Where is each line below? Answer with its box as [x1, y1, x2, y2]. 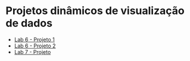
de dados [5, 16, 53, 30]
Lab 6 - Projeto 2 [14, 42, 56, 49]
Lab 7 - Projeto [14, 48, 51, 55]
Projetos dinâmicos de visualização [5, 4, 185, 18]
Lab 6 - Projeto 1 [14, 36, 55, 43]
